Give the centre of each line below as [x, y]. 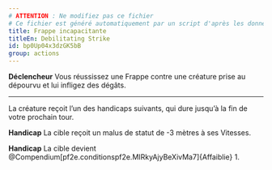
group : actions [34, 53]
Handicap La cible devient [53, 148]
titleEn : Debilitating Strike [59, 38]
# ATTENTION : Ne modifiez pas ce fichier [81, 16]
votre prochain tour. [41, 117]
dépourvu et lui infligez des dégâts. [68, 85]
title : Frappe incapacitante [57, 31]
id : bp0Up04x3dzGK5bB [45, 46]
